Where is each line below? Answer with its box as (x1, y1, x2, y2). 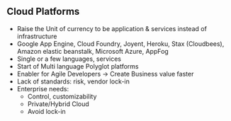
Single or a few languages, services (16, 54, 122, 63)
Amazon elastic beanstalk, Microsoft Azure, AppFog (16, 47, 169, 55)
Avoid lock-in (27, 107, 67, 115)
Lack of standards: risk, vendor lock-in (16, 77, 130, 86)
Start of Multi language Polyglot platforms (16, 62, 139, 70)
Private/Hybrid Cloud (27, 99, 89, 108)
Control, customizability (27, 92, 97, 100)
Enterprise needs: (16, 84, 69, 93)
